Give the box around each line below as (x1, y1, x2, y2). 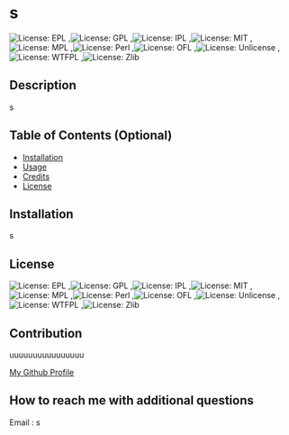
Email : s (9, 417, 41, 428)
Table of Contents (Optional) (9, 128, 173, 143)
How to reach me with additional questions (9, 393, 254, 408)
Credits (22, 170, 50, 182)
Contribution (9, 325, 83, 340)
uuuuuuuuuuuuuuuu (9, 349, 85, 360)
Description (9, 77, 77, 93)
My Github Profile (9, 367, 75, 377)
